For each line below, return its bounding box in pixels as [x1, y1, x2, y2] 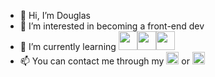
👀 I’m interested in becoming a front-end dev [19, 20, 205, 32]
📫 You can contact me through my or [19, 55, 190, 67]
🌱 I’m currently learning [19, 41, 117, 52]
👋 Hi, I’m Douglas [19, 10, 92, 21]
